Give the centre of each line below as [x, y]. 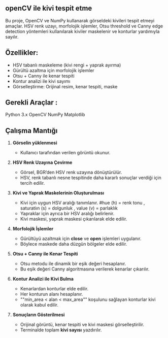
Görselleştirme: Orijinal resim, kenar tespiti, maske [65, 86]
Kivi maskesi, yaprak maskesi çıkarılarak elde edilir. [74, 219]
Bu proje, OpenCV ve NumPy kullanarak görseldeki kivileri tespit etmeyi [80, 20]
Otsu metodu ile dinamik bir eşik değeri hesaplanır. [73, 264]
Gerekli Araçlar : [31, 103]
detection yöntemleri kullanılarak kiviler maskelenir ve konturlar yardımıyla [82, 31]
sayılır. [12, 37]
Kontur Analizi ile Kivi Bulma [43, 279]
